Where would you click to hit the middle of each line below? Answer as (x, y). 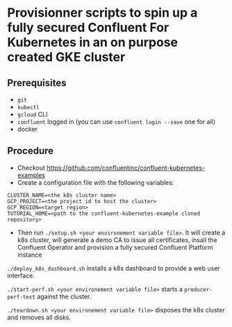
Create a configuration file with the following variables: (96, 182)
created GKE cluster (66, 57)
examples (31, 175)
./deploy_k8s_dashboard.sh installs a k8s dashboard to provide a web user (114, 268)
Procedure (31, 151)
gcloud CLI (32, 114)
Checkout (31, 168)
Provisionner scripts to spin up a (102, 13)
